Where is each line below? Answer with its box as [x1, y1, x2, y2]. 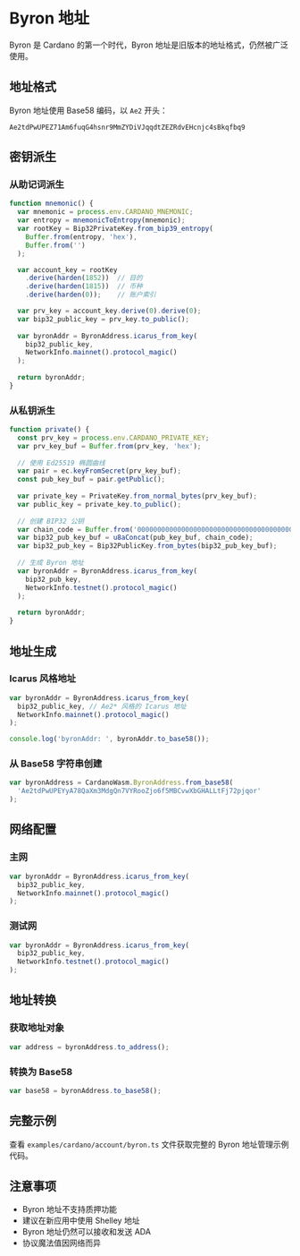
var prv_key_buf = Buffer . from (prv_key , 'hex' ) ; [17, 441, 202, 450]
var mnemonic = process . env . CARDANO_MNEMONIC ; [17, 208, 194, 217]
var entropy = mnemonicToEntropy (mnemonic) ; [17, 216, 186, 225]
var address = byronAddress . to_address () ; [9, 1042, 170, 1052]
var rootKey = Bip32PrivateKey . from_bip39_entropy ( [17, 225, 214, 234]
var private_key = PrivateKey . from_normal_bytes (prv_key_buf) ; [17, 491, 257, 501]
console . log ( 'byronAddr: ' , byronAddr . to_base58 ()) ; [9, 735, 210, 744]
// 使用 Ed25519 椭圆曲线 [17, 458, 105, 467]
